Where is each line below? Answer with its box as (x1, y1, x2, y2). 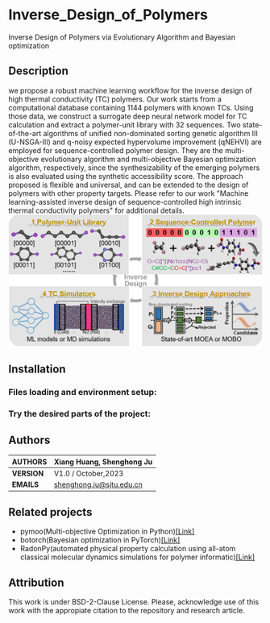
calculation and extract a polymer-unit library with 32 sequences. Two (8, 119, 241, 130)
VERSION (11, 468, 44, 478)
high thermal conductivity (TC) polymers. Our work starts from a (8, 94, 222, 104)
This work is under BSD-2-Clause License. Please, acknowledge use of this (8, 597, 260, 607)
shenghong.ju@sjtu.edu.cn (53, 480, 143, 489)
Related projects (8, 505, 93, 519)
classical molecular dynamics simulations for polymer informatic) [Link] (19, 552, 255, 562)
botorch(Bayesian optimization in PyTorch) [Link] (19, 535, 181, 545)
